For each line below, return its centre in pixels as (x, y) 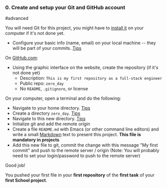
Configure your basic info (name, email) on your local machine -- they (84, 43)
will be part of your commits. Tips (47, 48)
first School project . (26, 181)
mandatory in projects (36, 140)
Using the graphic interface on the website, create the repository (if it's (85, 68)
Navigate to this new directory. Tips (49, 119)
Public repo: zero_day (42, 83)
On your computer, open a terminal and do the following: (63, 98)
